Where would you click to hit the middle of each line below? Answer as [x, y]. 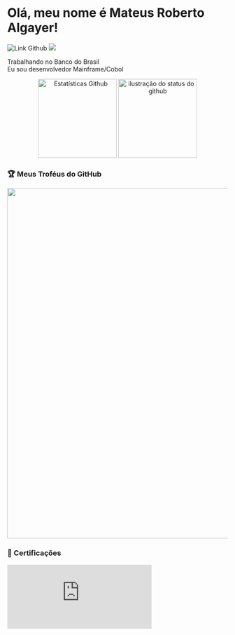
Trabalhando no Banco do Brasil [54, 62]
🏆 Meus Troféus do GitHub [55, 174]
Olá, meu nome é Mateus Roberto [106, 13]
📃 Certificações [34, 553]
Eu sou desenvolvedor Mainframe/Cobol [65, 69]
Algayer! [33, 28]
